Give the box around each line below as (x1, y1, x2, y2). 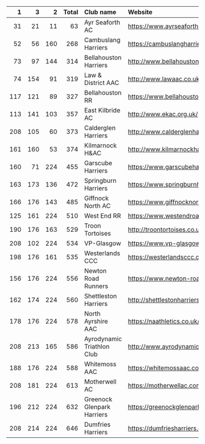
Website (128, 8, 153, 16)
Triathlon (84, 342, 110, 350)
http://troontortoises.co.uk (128, 226, 203, 234)
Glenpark (84, 403, 111, 411)
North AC (84, 202, 111, 210)
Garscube (84, 159, 113, 167)
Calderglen (84, 124, 116, 132)
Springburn (84, 177, 117, 185)
